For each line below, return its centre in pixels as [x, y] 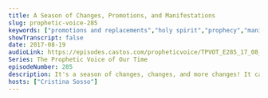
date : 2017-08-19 [37, 45]
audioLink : [26, 52]
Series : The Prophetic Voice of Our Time [78, 60]
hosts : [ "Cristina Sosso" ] [53, 81]
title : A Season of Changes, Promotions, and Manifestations [112, 15]
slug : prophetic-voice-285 [53, 23]
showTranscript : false [46, 38]
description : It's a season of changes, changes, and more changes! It [130, 74]
